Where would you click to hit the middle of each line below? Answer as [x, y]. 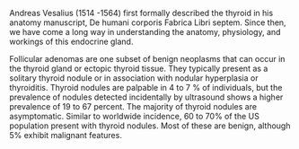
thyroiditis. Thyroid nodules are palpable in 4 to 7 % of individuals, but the [146, 88]
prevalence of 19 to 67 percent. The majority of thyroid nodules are [133, 106]
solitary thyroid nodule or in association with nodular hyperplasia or [134, 78]
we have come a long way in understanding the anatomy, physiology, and [145, 32]
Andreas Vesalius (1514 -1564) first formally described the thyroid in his [141, 13]
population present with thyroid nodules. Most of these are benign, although [150, 126]
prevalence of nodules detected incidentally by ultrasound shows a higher [146, 97]
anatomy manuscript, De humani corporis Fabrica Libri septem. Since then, [148, 22]
